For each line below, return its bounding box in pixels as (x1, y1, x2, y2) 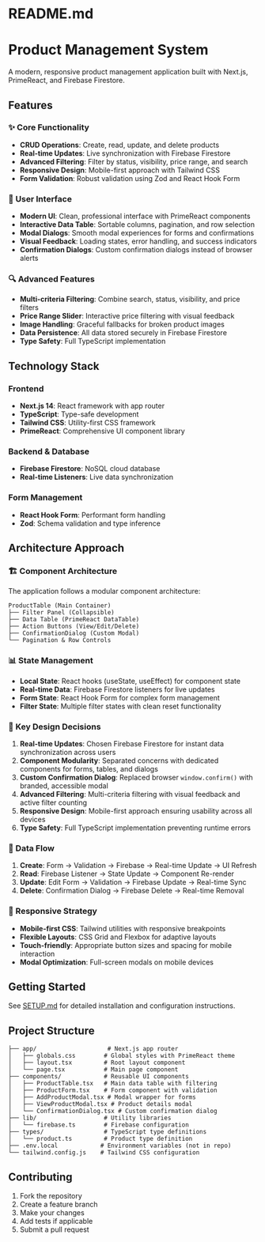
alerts (19, 254, 39, 263)
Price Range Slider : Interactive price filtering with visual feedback (19, 311, 235, 321)
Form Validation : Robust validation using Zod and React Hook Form (19, 173, 240, 183)
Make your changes (19, 1208, 85, 1217)
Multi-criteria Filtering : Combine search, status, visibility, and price (19, 294, 240, 304)
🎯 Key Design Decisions (8, 721, 101, 732)
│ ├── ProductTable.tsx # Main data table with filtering (8, 1080, 218, 1088)
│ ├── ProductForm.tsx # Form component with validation (8, 1086, 218, 1095)
